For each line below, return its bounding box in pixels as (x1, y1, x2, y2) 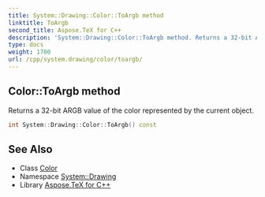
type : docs (8, 41, 44, 49)
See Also (8, 143, 53, 156)
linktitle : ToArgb (8, 19, 69, 27)
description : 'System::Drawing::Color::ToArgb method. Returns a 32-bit (8, 33, 252, 42)
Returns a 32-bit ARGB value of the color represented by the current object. (8, 106, 255, 115)
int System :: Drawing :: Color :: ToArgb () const (8, 121, 157, 128)
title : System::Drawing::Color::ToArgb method (8, 11, 164, 20)
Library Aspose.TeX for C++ (19, 180, 111, 190)
